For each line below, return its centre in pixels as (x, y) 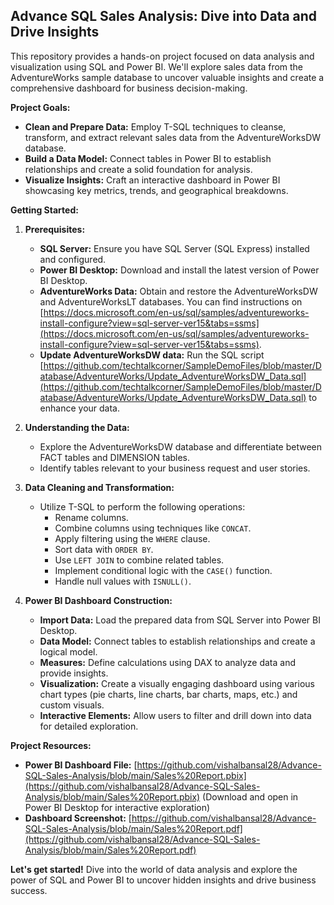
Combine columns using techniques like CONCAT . (153, 528)
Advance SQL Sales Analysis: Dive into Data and (164, 16)
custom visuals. (72, 705)
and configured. (73, 259)
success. (29, 890)
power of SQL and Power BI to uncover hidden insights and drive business (163, 880)
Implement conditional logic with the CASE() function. (163, 570)
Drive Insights (55, 32)
